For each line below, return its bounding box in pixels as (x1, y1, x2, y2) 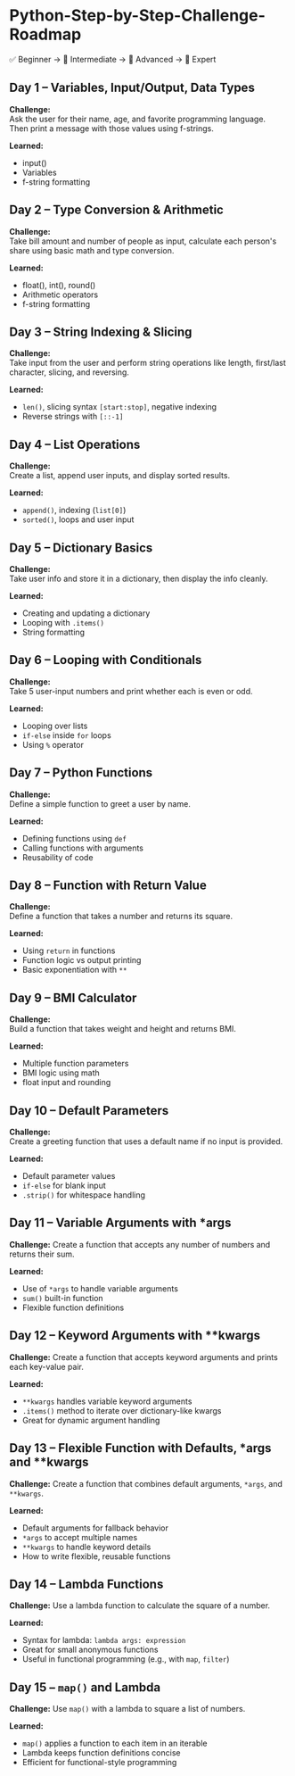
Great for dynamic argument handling (21, 1415, 160, 1425)
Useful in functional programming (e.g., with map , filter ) (21, 1654, 230, 1664)
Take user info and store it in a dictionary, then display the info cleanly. (9, 573, 268, 584)
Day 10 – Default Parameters (9, 1103, 169, 1118)
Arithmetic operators (21, 289, 99, 300)
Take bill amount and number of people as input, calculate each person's (9, 236, 277, 246)
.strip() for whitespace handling (21, 1190, 145, 1200)
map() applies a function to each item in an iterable (21, 1738, 208, 1749)
